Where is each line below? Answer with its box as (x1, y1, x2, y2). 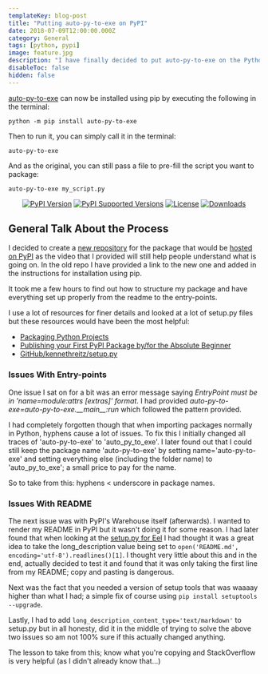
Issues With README (8, 498, 93, 509)
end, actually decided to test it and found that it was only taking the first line (8, 559, 258, 568)
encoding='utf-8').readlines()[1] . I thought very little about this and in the (8, 550, 258, 560)
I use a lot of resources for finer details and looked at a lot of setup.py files (8, 308, 254, 318)
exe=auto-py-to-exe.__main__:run (8, 404, 120, 414)
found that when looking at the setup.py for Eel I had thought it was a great (8, 533, 254, 543)
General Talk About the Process (8, 222, 169, 236)
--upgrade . (8, 600, 43, 609)
